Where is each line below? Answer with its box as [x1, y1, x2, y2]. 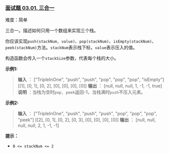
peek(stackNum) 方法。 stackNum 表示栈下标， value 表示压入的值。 [5, 44, 138, 51]
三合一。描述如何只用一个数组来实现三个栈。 [5, 28, 99, 34]
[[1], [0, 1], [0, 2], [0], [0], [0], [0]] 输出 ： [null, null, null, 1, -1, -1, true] [17, 83, 162, 89]
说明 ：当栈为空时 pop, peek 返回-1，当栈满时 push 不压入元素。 [17, 89, 146, 95]
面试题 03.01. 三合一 [5, 4, 55, 11]
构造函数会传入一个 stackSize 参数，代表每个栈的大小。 [5, 55, 119, 61]
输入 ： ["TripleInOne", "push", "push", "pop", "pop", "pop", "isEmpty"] [17, 76, 164, 83]
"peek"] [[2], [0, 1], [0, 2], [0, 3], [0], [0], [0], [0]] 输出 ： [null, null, [17, 117, 156, 123]
